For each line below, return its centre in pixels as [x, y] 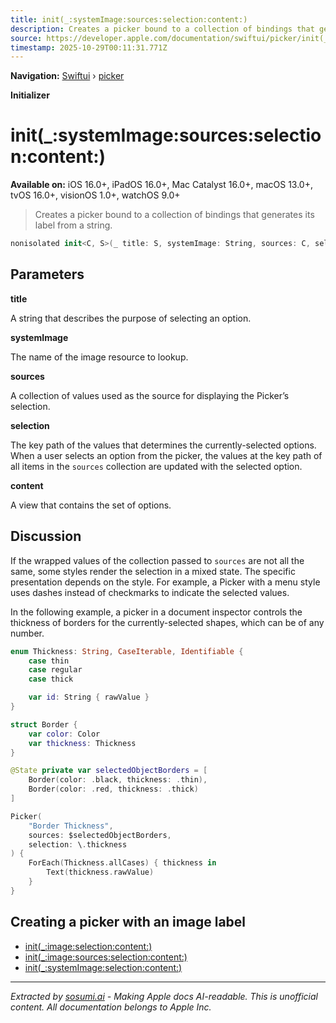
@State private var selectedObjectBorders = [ [109, 771]
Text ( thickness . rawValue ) [100, 872]
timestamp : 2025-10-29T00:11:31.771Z [89, 47]
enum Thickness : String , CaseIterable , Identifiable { [127, 651]
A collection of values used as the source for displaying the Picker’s [150, 395]
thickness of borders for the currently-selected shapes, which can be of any [167, 622]
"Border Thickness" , [71, 826]
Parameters [47, 274]
